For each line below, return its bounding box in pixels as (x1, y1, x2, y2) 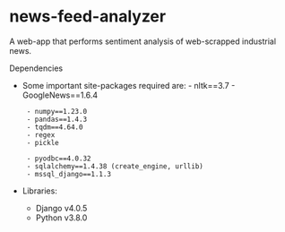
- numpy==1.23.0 (26, 107, 88, 116)
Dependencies (9, 63, 64, 73)
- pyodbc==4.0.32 (26, 154, 91, 163)
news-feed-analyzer (9, 6, 167, 27)
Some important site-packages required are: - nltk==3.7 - (22, 80, 236, 90)
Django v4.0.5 (35, 202, 88, 213)
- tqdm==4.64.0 (26, 123, 83, 132)
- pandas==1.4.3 (26, 115, 88, 124)
